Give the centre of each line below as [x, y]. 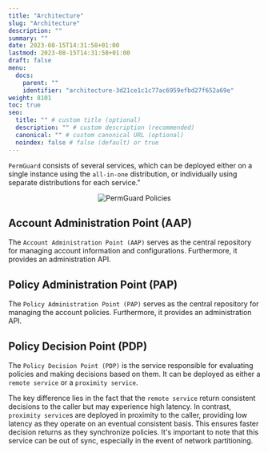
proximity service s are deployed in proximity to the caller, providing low [128, 415]
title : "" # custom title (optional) [78, 120]
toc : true [25, 105]
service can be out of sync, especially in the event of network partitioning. [131, 440]
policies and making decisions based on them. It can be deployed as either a [134, 374]
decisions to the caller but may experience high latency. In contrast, [120, 406]
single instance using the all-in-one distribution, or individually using [123, 174]
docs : [25, 75]
